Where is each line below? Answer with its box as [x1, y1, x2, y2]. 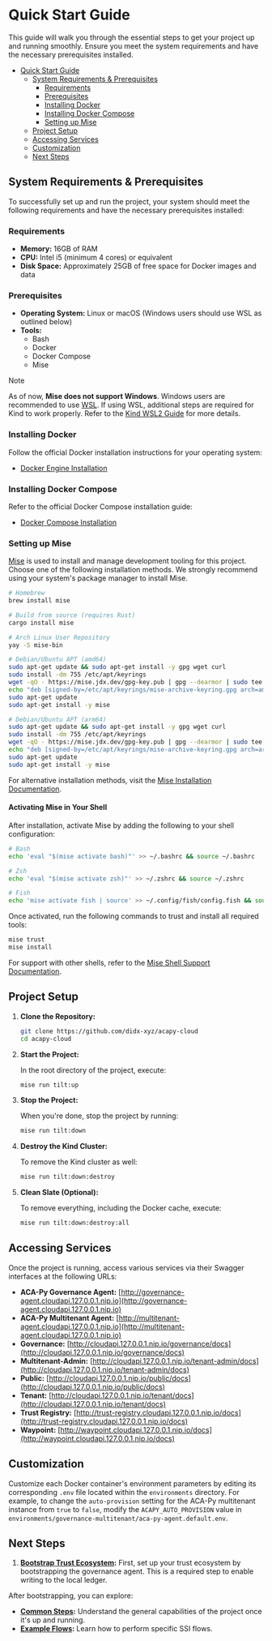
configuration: [8, 829, 55, 838]
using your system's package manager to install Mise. [8, 573, 189, 583]
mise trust [8, 936, 45, 944]
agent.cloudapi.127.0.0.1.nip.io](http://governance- [19, 1296, 188, 1305]
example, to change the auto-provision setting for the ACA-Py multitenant [8, 1496, 257, 1506]
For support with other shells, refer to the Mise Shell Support [8, 958, 210, 967]
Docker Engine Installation [19, 463, 108, 473]
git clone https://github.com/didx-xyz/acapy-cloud [19, 1027, 198, 1035]
